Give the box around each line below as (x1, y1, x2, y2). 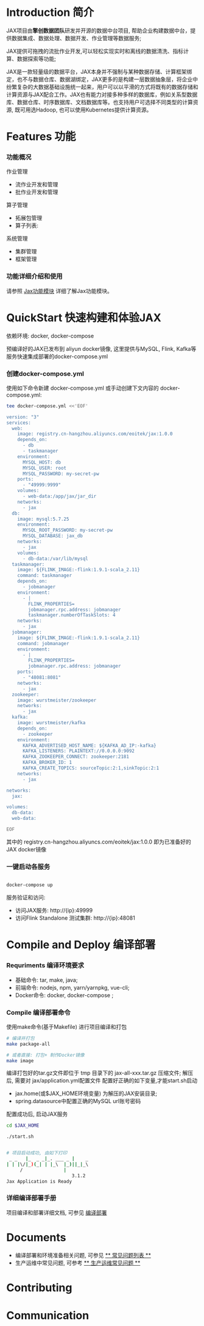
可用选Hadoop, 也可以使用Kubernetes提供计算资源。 (19, 106, 152, 113)
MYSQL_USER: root (22, 465, 67, 471)
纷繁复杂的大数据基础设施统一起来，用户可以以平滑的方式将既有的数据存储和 (6, 83, 199, 90)
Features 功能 (6, 130, 76, 144)
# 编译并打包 (6, 1035, 35, 1042)
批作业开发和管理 (15, 188, 58, 196)
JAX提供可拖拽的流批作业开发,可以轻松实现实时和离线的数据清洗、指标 (6, 47, 184, 55)
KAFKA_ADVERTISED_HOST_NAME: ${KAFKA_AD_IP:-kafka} (22, 742, 157, 749)
